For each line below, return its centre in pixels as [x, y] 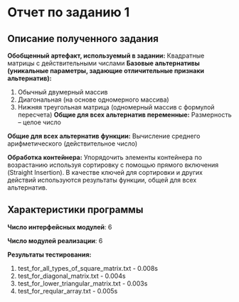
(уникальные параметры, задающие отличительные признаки [106, 71]
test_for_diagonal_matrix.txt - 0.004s [71, 276]
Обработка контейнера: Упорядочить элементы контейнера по [105, 157]
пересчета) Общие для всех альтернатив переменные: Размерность [125, 115]
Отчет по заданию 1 [69, 12]
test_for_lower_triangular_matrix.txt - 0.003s [83, 283]
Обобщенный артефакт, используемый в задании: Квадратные [106, 55]
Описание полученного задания [83, 39]
